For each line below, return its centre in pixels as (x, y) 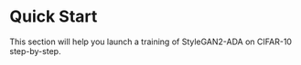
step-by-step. (35, 51)
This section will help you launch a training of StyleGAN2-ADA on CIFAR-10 (151, 42)
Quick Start (54, 17)
